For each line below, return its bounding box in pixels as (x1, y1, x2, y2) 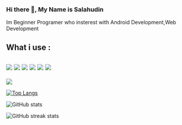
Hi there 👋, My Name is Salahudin (6, 5, 104, 14)
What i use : (6, 42, 51, 52)
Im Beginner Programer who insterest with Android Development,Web (6, 19, 177, 26)
